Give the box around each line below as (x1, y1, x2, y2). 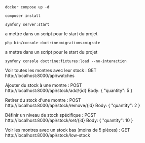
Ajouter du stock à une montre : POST (5, 82, 82, 88)
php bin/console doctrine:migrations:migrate (5, 40, 100, 45)
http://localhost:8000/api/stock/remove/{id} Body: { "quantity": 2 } (5, 102, 141, 108)
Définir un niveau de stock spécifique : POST (5, 112, 96, 118)
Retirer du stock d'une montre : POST (5, 97, 81, 103)
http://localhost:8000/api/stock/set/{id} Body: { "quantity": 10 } (5, 117, 133, 123)
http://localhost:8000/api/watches (5, 72, 75, 78)
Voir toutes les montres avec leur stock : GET (5, 68, 97, 73)
